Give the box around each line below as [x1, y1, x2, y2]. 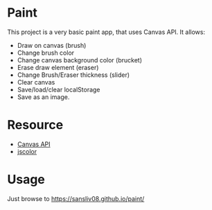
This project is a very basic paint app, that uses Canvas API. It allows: [7, 28, 206, 36]
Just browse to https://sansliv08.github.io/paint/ [7, 194, 145, 202]
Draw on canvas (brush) [17, 41, 87, 49]
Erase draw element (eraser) [17, 63, 99, 71]
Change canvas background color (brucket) [17, 55, 143, 64]
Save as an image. [17, 92, 70, 101]
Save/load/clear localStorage [17, 85, 100, 94]
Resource [7, 117, 64, 133]
